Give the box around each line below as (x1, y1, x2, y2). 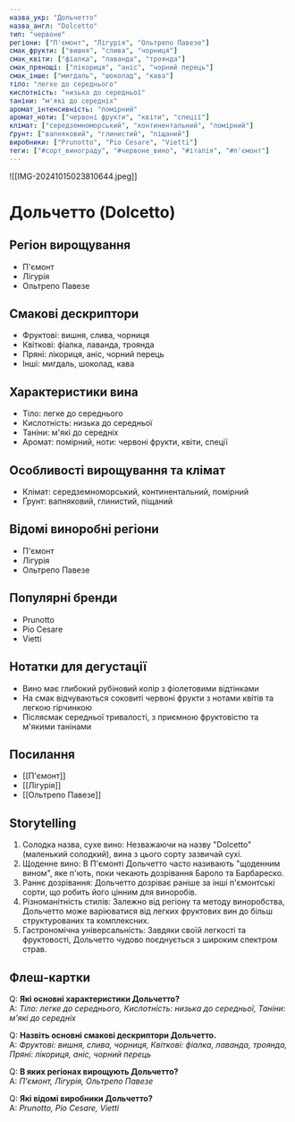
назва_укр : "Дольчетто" (9, 13, 98, 22)
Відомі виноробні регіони (9, 522, 159, 537)
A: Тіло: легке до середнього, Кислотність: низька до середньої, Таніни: (9, 1003, 286, 1014)
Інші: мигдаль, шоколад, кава (21, 359, 135, 370)
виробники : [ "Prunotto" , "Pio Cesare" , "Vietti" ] (9, 138, 198, 147)
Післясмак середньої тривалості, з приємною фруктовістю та (21, 711, 259, 722)
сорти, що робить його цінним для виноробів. (21, 887, 198, 897)
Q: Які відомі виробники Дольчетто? (9, 1092, 154, 1103)
